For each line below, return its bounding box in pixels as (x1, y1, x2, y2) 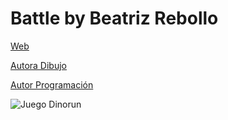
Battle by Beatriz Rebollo (10, 7, 219, 30)
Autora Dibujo (10, 59, 67, 71)
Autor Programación (10, 78, 94, 91)
